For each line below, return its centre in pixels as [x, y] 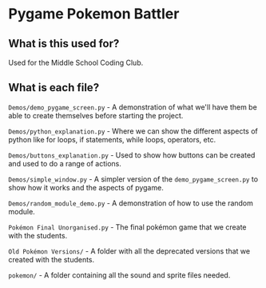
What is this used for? [64, 44]
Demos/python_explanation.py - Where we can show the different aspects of [133, 131]
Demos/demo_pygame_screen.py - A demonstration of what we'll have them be [133, 107]
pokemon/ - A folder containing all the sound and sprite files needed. [119, 275]
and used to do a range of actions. [65, 163]
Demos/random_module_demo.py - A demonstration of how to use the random [131, 203]
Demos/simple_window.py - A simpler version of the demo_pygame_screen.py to [133, 179]
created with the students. [52, 259]
